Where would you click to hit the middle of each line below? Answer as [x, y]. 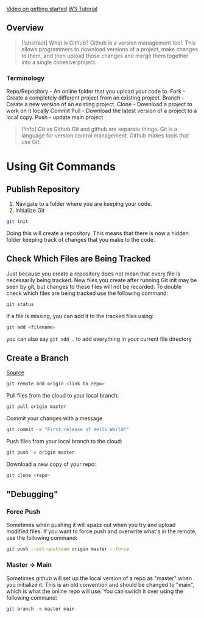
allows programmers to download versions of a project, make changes [110, 49]
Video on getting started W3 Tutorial [52, 9]
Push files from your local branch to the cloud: [65, 441]
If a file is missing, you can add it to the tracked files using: [80, 316]
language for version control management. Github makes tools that [105, 136]
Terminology [26, 78]
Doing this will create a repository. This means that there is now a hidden [97, 233]
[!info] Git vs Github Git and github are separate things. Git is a [99, 129]
